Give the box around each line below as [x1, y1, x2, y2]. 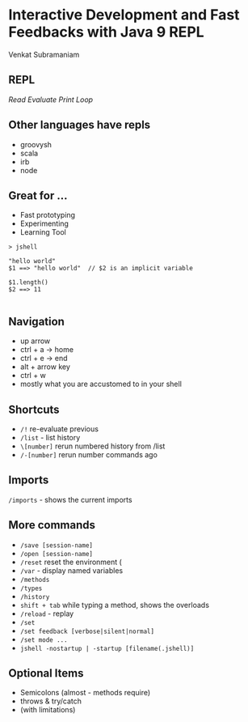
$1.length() [8, 278, 48, 287]
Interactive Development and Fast [8, 6, 240, 24]
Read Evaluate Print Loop [8, 95, 94, 104]
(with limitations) [19, 705, 76, 715]
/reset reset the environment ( [19, 557, 123, 567]
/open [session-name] [19, 550, 93, 558]
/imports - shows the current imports [8, 495, 132, 504]
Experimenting [19, 219, 69, 228]
